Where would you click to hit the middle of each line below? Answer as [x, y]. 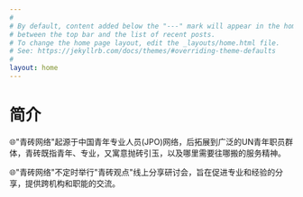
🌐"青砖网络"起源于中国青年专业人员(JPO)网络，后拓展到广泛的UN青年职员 [147, 141]
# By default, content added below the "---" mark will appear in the [145, 26]
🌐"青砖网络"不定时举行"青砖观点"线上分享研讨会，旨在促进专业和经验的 [142, 172]
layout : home [34, 68]
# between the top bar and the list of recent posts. [113, 34]
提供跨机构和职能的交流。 [72, 183]
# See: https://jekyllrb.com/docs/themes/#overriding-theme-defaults [143, 51]
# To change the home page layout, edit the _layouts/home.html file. [145, 43]
